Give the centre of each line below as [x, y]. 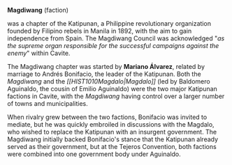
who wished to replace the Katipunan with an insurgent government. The [112, 132]
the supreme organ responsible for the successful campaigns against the [113, 46]
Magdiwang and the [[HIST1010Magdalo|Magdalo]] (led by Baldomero [109, 81]
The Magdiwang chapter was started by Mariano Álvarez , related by [106, 66]
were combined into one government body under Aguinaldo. [94, 154]
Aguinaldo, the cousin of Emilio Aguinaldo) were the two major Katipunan [113, 89]
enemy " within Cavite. [39, 53]
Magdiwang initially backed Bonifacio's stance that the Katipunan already [113, 139]
